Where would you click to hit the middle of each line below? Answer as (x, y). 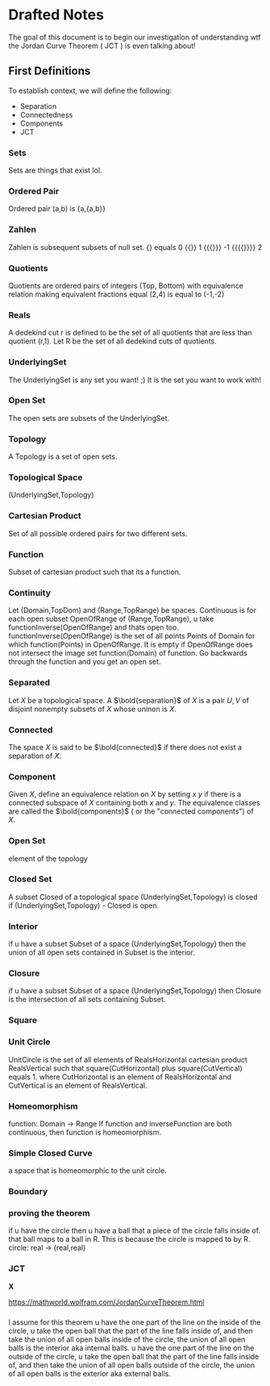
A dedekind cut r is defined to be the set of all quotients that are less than (130, 333)
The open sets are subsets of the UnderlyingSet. (89, 418)
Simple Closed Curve (50, 1153)
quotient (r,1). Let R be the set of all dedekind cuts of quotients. (112, 341)
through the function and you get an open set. (85, 662)
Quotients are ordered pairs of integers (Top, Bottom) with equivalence (126, 285)
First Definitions (50, 71)
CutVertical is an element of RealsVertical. (78, 1085)
